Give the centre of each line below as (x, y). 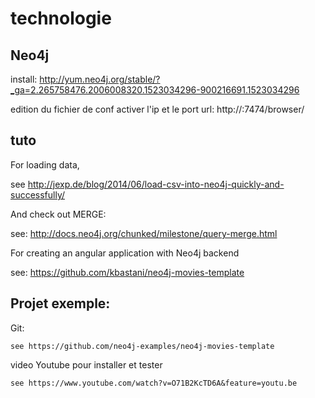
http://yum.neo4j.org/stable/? (100, 79)
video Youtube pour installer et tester (86, 364)
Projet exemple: (60, 303)
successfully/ (38, 194)
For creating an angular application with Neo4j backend (125, 253)
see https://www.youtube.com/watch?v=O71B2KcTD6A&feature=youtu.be (154, 383)
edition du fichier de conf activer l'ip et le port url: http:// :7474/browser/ (157, 109)
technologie (61, 18)
